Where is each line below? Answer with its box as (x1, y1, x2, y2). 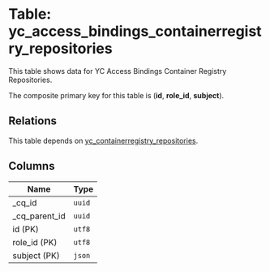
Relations (8, 114, 58, 128)
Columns (8, 159, 55, 173)
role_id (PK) (12, 236, 58, 248)
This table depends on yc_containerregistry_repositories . (8, 136, 199, 145)
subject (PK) (12, 249, 61, 261)
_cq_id (12, 196, 37, 208)
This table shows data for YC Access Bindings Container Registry (8, 66, 227, 76)
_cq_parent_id (12, 210, 66, 222)
